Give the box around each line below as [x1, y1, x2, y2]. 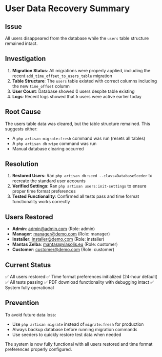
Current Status [5, 261, 51, 269]
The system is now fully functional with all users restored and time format [5, 341, 153, 347]
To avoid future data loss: [5, 312, 56, 317]
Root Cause [5, 108, 41, 116]
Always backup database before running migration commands [12, 326, 138, 332]
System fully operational [5, 285, 54, 291]
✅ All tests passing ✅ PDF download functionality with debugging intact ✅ [5, 279, 155, 285]
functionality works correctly [12, 199, 70, 205]
